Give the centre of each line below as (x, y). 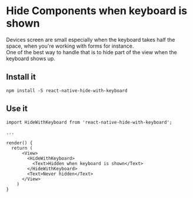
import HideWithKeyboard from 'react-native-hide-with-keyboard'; (89, 122)
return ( (22, 148)
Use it (17, 109)
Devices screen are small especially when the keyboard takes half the (91, 39)
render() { (19, 143)
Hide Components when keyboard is (96, 11)
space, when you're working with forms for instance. (70, 46)
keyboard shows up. (31, 58)
